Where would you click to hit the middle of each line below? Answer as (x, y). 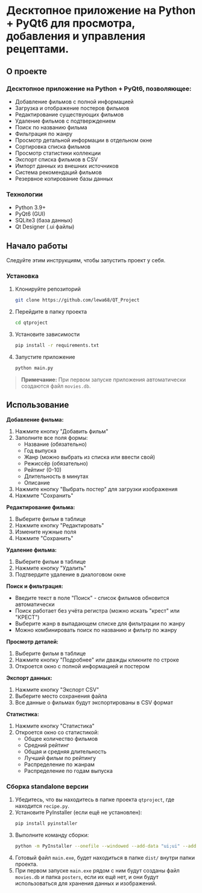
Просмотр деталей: (33, 642)
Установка (23, 276)
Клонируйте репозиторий (48, 289)
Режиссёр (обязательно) (56, 463)
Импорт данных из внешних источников (67, 166)
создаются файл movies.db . (56, 386)
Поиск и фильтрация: (35, 586)
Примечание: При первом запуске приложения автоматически (103, 379)
